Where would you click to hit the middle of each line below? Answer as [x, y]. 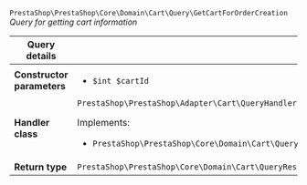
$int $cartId [121, 81]
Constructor [41, 75]
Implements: [104, 123]
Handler [32, 123]
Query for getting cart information [74, 22]
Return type [41, 167]
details [41, 56]
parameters [40, 86]
